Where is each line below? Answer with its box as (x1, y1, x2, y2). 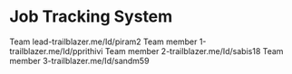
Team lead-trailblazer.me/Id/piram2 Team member (9, 36, 198, 47)
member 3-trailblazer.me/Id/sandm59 (9, 55, 150, 66)
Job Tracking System (9, 6, 173, 27)
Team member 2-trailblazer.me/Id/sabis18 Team (104, 45, 284, 56)
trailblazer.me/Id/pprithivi (9, 45, 103, 56)
